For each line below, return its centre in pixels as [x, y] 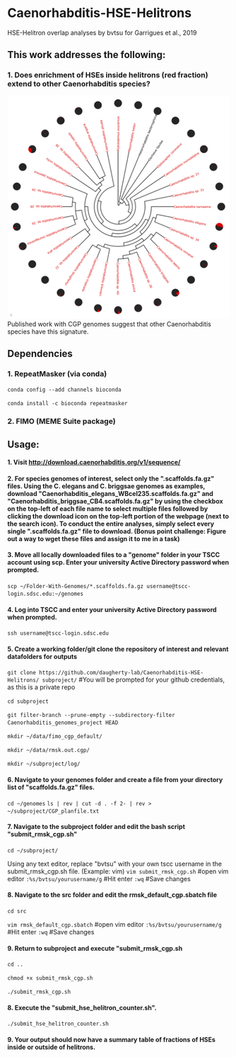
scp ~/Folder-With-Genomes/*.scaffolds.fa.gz [75, 587]
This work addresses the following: [87, 55]
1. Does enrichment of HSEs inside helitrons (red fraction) [108, 75]
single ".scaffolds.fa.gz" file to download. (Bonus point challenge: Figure [117, 531]
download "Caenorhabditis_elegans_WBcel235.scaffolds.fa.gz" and [110, 493]
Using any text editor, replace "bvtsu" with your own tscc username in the [115, 864]
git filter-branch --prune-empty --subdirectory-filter [91, 716]
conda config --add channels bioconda [64, 390]
